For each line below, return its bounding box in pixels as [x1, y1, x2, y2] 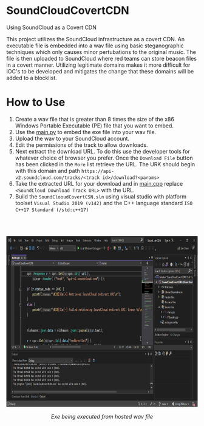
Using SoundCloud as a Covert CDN [6, 24, 97, 31]
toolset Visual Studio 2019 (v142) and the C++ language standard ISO [15, 199, 193, 206]
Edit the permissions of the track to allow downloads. [15, 141, 148, 149]
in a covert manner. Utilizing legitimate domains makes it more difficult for [6, 61, 191, 69]
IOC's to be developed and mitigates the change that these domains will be [6, 67, 194, 75]
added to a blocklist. [6, 74, 58, 81]
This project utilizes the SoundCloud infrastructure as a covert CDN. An [6, 35, 185, 42]
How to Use [6, 95, 66, 109]
